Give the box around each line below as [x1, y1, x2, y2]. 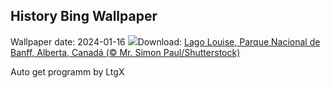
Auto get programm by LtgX [10, 65, 125, 78]
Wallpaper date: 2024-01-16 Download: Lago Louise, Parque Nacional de [10, 35, 321, 48]
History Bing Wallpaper [10, 8, 158, 25]
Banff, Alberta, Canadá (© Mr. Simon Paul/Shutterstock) [10, 46, 241, 58]
